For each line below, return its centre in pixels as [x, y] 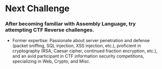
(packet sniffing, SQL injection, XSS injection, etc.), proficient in [77, 46]
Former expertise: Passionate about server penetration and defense [81, 41]
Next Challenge [37, 9]
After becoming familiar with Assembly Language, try [71, 24]
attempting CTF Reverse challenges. [50, 30]
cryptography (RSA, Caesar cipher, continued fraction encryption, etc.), [85, 51]
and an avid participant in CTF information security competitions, [78, 56]
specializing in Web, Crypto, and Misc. [51, 61]
